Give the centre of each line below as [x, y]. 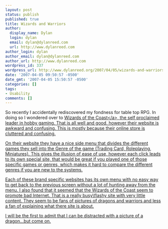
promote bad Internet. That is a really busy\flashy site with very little [75, 195]
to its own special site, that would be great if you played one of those [76, 159]
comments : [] [19, 98]
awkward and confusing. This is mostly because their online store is [75, 128]
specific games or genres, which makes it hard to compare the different [79, 164]
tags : [11, 89]
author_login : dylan [27, 51]
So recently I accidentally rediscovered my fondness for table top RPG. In [80, 112]
